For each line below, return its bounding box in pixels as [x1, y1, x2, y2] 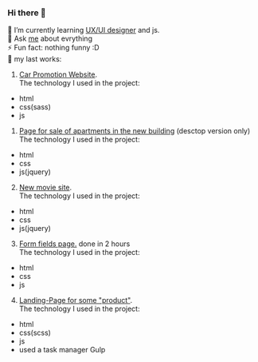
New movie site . [18, 183, 72, 193]
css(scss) [18, 328, 51, 338]
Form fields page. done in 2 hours [18, 239, 131, 249]
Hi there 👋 [7, 7, 47, 18]
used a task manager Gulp [18, 345, 106, 355]
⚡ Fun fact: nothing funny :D [7, 43, 100, 53]
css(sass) [18, 102, 51, 112]
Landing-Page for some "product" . [18, 296, 133, 305]
